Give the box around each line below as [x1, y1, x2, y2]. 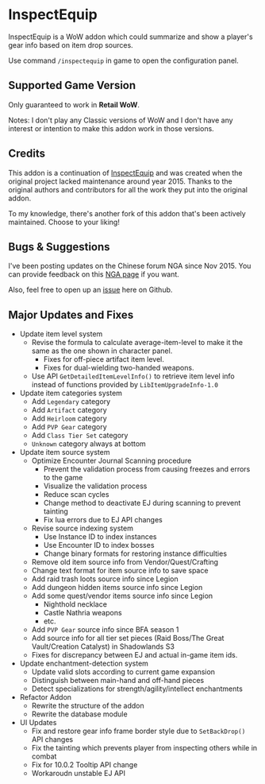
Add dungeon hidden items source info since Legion [31, 583, 203, 592]
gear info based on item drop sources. [8, 40, 133, 49]
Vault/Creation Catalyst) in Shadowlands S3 [31, 642, 175, 651]
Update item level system [19, 329, 103, 339]
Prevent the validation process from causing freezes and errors [43, 464, 251, 474]
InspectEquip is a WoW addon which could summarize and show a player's [8, 32, 253, 41]
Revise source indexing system [31, 523, 133, 534]
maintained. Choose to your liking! [8, 217, 121, 227]
